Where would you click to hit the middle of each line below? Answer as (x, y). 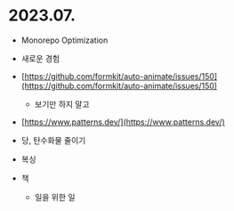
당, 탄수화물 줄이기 (53, 140)
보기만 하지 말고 (62, 104)
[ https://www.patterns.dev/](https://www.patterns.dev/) (123, 122)
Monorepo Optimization (65, 40)
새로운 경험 (40, 58)
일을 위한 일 (55, 197)
